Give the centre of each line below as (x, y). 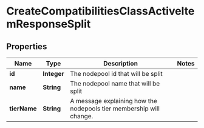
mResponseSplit (49, 24)
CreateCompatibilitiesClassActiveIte (100, 11)
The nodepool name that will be (115, 83)
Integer (53, 74)
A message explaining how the (114, 101)
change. (81, 116)
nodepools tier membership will (114, 109)
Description (121, 63)
